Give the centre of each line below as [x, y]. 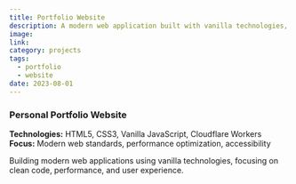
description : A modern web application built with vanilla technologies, [149, 26]
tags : [19, 59]
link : [19, 42]
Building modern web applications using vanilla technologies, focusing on [144, 160]
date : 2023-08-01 [41, 84]
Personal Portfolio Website [68, 115]
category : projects [45, 51]
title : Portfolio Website [57, 17]
